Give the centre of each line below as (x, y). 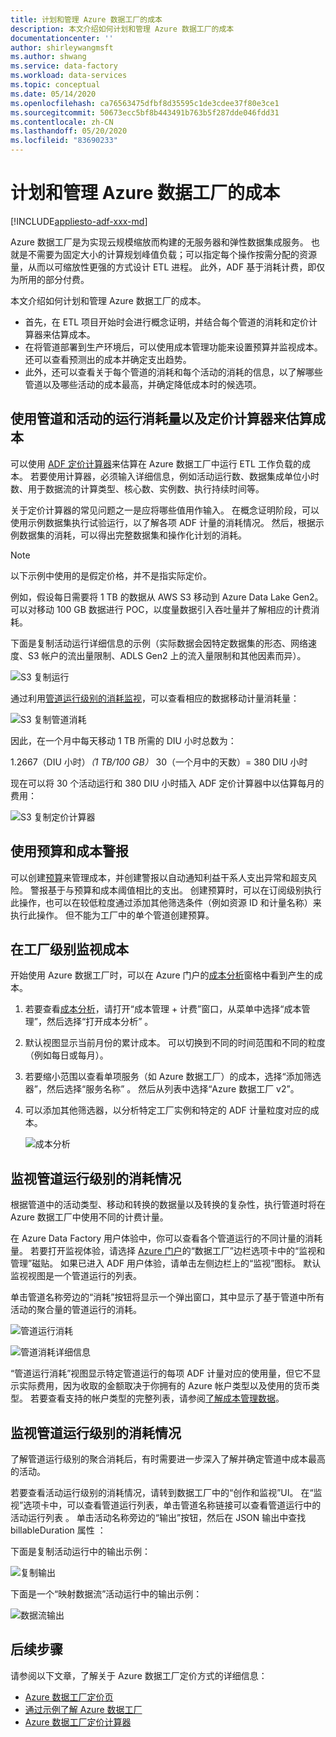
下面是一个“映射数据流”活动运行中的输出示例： (106, 1594)
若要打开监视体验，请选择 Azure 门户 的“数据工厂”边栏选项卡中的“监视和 (177, 1251)
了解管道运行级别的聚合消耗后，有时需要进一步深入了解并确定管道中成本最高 (168, 1459)
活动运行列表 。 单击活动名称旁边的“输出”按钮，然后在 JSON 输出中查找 (158, 1517)
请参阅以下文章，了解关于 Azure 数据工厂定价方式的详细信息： (139, 1675)
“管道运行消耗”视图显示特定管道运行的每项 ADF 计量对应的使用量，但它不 (161, 1373)
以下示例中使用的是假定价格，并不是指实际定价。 (111, 575)
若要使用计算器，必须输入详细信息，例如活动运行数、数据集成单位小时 (174, 476)
